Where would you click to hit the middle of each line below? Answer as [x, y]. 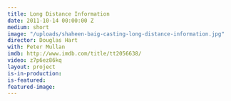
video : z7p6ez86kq [35, 60]
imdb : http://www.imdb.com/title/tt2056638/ [75, 54]
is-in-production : [35, 73]
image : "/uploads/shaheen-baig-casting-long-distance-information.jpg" [116, 34]
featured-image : [31, 87]
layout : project [31, 67]
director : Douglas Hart [43, 41]
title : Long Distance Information [59, 14]
